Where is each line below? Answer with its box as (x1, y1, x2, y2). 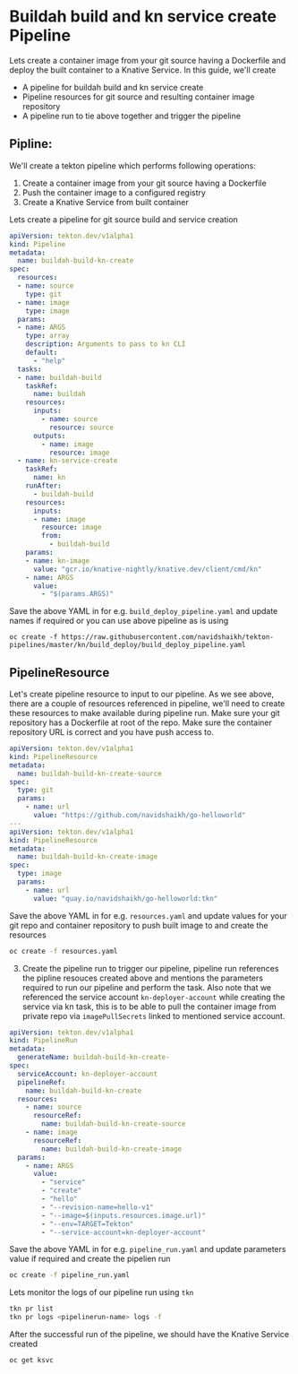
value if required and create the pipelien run (9, 1253, 172, 1265)
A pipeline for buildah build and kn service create (21, 82, 204, 92)
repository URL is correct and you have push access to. (9, 727, 215, 738)
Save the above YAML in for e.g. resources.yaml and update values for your (9, 910, 288, 920)
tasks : (17, 365, 42, 374)
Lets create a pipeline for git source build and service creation (9, 213, 239, 225)
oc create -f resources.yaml (9, 946, 118, 955)
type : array (25, 332, 70, 341)
